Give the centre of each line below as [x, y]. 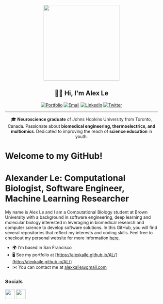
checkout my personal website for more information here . [63, 238]
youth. [81, 136]
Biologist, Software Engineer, [65, 189]
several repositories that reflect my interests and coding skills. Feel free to [79, 232]
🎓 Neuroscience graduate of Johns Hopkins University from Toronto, [81, 119]
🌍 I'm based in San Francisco [42, 247]
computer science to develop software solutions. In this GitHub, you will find [81, 228]
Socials [14, 281]
